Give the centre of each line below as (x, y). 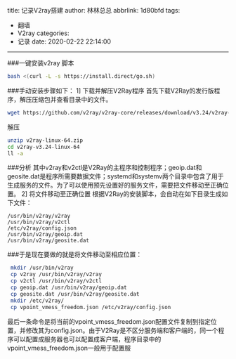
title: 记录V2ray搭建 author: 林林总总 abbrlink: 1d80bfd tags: (94, 10)
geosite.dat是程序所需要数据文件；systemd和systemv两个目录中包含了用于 (116, 176)
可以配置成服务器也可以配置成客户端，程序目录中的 (87, 339)
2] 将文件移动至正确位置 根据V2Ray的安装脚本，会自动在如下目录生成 (122, 194)
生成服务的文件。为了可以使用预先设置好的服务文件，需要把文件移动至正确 (115, 185)
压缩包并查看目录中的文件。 (72, 99)
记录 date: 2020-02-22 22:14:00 (64, 41)
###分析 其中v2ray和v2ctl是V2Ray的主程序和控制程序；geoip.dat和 (105, 168)
